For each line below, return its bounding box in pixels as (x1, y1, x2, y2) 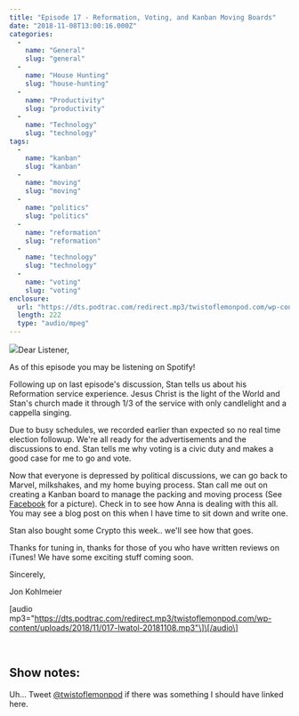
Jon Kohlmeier (9, 586, 62, 597)
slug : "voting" (25, 286, 82, 294)
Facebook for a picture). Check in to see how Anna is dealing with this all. (9, 499, 279, 509)
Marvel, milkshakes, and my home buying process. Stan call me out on (9, 479, 269, 490)
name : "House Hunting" (25, 71, 109, 80)
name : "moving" (25, 179, 82, 188)
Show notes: (9, 665, 80, 680)
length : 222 (17, 310, 62, 320)
